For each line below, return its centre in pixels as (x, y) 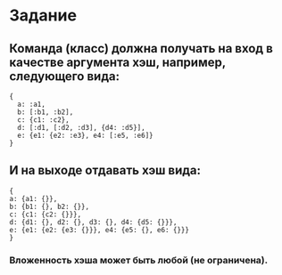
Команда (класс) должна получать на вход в (141, 49)
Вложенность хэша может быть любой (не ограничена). (139, 260)
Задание (43, 16)
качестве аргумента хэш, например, (117, 62)
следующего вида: (65, 76)
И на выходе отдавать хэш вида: (105, 170)
